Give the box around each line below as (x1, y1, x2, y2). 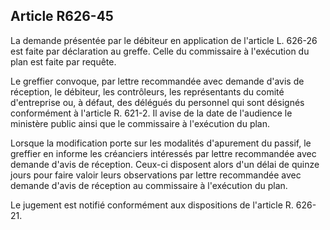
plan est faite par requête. (10, 55, 117, 68)
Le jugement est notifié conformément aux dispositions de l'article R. (10, 199, 294, 211)
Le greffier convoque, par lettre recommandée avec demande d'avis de (10, 75, 305, 87)
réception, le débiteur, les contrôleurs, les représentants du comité (10, 85, 285, 98)
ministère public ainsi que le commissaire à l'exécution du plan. (10, 117, 271, 129)
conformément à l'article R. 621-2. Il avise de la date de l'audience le (10, 107, 293, 119)
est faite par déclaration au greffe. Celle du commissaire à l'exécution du (10, 45, 310, 57)
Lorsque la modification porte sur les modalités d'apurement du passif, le (10, 137, 312, 149)
